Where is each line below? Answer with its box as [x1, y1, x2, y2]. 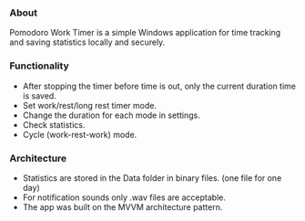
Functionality [9, 59, 70, 72]
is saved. [22, 89, 56, 101]
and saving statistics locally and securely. [9, 37, 166, 47]
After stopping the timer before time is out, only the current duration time [22, 80, 297, 91]
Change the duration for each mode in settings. [22, 110, 200, 121]
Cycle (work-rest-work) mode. [22, 129, 137, 140]
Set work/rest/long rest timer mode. [22, 100, 158, 110]
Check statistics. [22, 119, 86, 130]
